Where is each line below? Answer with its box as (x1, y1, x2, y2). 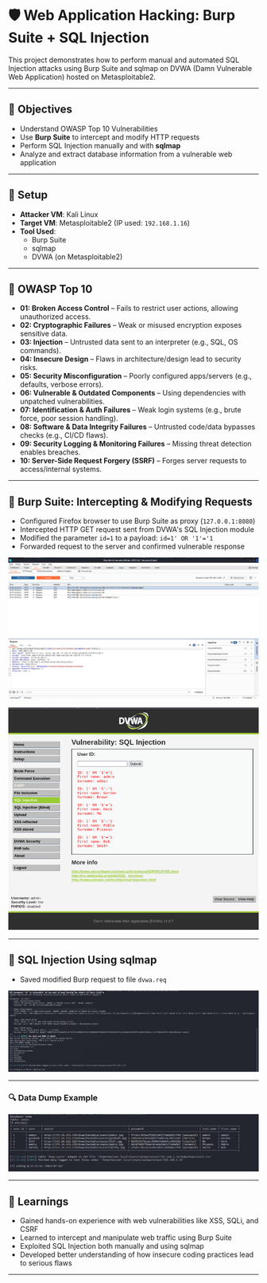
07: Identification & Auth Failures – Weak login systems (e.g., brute (19, 405, 242, 415)
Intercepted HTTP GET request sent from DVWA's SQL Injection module (19, 525, 254, 534)
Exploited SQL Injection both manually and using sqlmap (19, 1242, 204, 1251)
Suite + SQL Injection (8, 29, 149, 47)
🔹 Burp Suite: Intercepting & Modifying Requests (8, 495, 253, 509)
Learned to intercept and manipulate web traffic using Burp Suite (19, 1233, 232, 1242)
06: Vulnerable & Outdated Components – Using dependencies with (19, 388, 246, 398)
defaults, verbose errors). (19, 380, 104, 389)
